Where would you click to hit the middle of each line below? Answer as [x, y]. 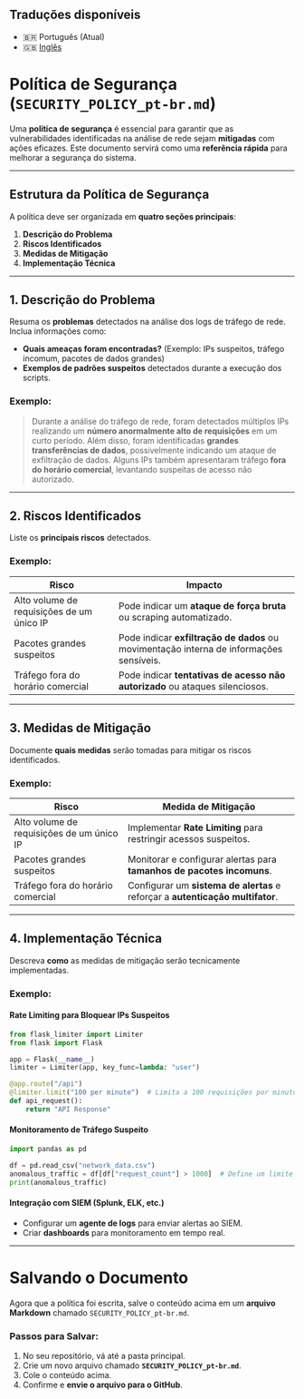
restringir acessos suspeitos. [189, 838]
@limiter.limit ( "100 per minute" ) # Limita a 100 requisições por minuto [153, 1092]
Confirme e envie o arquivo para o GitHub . [103, 1384]
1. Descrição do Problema [82, 300]
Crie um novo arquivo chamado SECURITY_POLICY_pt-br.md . [132, 1365]
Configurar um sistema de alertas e [204, 885]
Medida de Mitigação [209, 807]
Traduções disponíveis [75, 15]
